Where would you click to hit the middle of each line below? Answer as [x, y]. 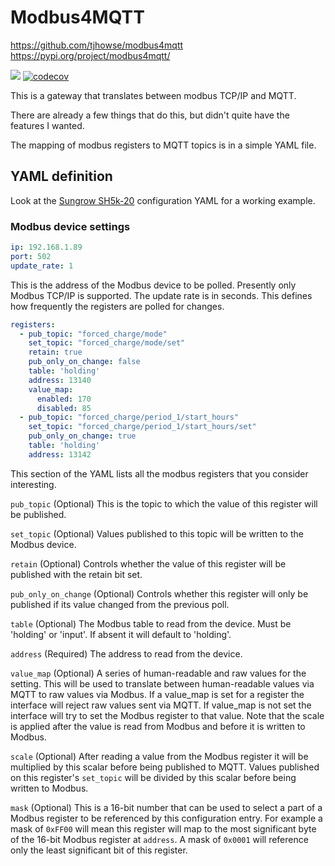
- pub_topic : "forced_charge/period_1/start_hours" [129, 417]
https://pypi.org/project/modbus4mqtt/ [90, 55]
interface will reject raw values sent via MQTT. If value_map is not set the [161, 705]
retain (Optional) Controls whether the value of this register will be [148, 563]
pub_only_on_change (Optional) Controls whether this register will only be [159, 593]
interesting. [33, 484]
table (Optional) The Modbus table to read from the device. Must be [151, 623]
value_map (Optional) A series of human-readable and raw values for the [158, 673]
